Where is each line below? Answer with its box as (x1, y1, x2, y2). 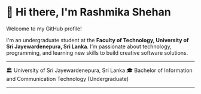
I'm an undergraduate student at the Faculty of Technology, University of (6, 36, 189, 43)
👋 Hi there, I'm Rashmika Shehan (6, 5, 172, 19)
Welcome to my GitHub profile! (6, 25, 82, 32)
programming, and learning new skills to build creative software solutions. (6, 49, 188, 56)
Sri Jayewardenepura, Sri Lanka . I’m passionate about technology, (6, 43, 172, 50)
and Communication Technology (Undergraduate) (6, 75, 129, 82)
